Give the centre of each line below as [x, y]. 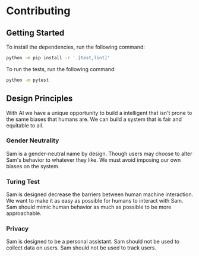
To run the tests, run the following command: [61, 69]
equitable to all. [25, 125]
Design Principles [40, 99]
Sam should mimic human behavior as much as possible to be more [89, 207]
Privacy [18, 229]
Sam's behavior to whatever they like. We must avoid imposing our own [94, 160]
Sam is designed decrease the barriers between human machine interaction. [100, 194]
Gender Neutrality [33, 140]
